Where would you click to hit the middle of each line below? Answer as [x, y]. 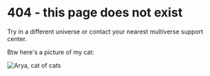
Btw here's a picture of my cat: [51, 52]
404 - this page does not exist [95, 13]
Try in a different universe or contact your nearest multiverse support [105, 31]
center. [17, 38]
